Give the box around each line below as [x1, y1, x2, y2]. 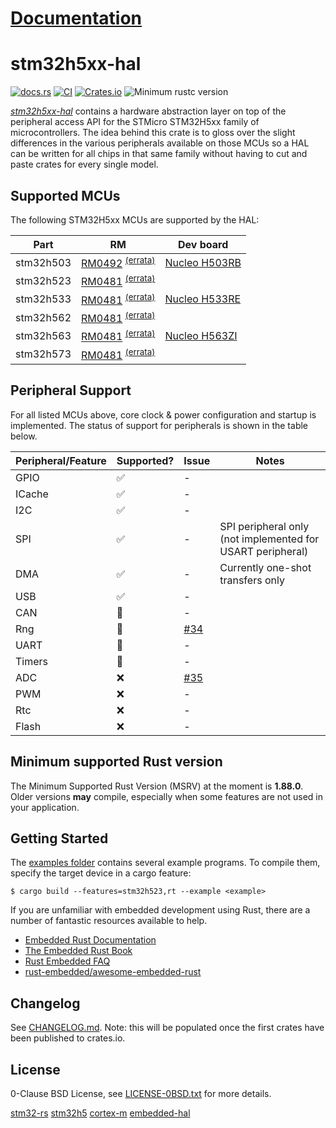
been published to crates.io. [10, 1032, 126, 1044]
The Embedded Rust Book [24, 945, 133, 957]
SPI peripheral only [219, 519, 310, 533]
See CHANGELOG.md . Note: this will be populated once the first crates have [10, 1022, 325, 1034]
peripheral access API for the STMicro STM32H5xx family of [10, 116, 260, 128]
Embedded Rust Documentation [24, 934, 157, 946]
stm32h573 [15, 347, 72, 361]
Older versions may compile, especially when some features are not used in [10, 790, 323, 802]
